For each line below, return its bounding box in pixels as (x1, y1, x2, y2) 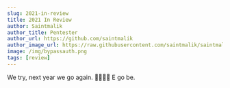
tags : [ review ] (7, 55, 51, 61)
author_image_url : (7, 42, 60, 48)
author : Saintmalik (7, 23, 63, 29)
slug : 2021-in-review (7, 10, 69, 17)
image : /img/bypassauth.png (7, 48, 88, 55)
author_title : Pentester (7, 29, 78, 36)
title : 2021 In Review (7, 16, 72, 23)
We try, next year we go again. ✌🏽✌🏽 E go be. (7, 73, 136, 81)
